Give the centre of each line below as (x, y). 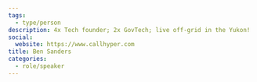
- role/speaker (40, 66)
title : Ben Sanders (40, 52)
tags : (17, 15)
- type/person (38, 23)
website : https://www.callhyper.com (75, 45)
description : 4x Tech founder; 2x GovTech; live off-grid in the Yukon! (129, 30)
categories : (27, 59)
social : (21, 37)
